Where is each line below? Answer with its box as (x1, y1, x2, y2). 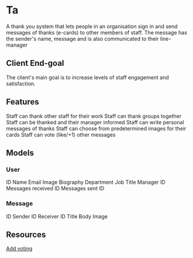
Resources (6, 229, 46, 239)
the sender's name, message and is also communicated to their (6, 35, 159, 42)
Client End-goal (6, 58, 64, 68)
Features (6, 97, 39, 107)
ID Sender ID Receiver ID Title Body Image (6, 212, 108, 219)
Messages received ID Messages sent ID (6, 185, 105, 192)
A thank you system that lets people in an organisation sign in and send (6, 23, 178, 30)
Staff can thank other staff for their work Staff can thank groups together (6, 112, 182, 120)
